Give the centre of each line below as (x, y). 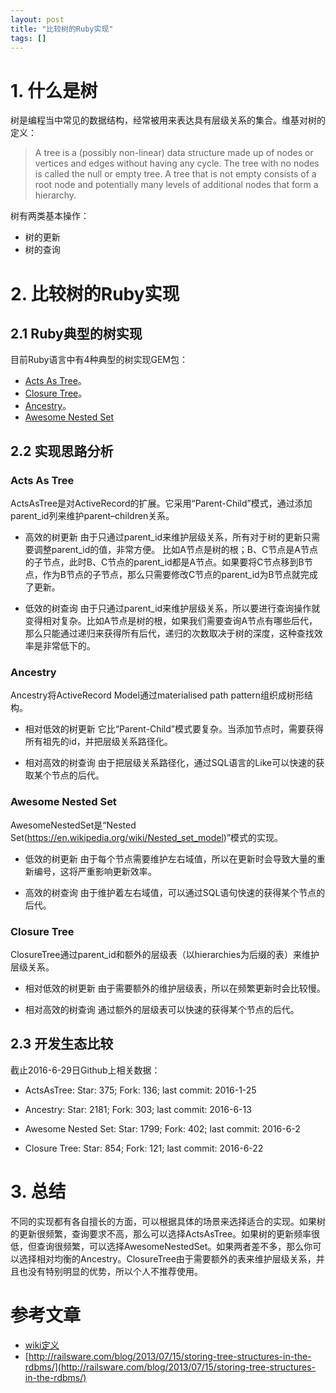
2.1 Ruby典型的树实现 (76, 333)
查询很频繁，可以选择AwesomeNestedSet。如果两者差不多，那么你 (174, 1246)
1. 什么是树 (54, 90)
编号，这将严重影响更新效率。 (95, 871)
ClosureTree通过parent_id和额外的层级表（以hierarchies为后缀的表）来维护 (165, 954)
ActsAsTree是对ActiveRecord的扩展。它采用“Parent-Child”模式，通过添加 (161, 503)
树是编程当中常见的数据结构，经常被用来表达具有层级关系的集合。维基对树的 (168, 120)
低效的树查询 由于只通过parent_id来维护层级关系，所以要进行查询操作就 (172, 608)
